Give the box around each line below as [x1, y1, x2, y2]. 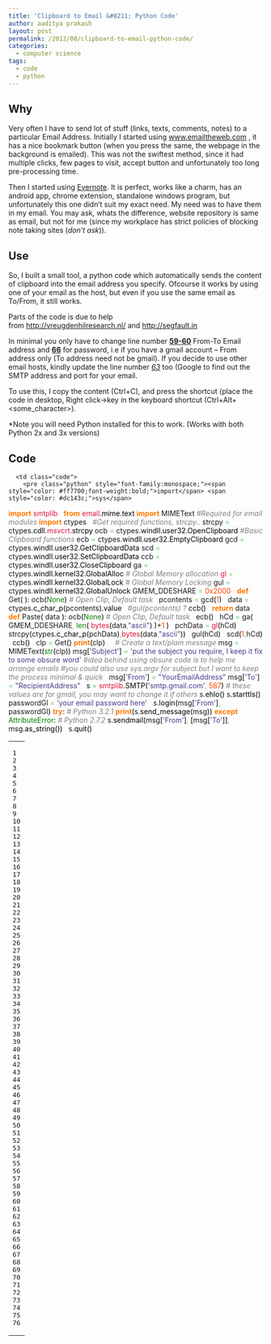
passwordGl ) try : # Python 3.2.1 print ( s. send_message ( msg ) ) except [8, 707, 239, 717]
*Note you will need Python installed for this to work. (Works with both [8, 419, 244, 430]
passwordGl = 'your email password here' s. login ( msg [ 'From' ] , [8, 698, 221, 708]
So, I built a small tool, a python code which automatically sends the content [8, 271, 262, 280]
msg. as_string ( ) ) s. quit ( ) [8, 724, 93, 734]
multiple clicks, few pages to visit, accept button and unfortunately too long [8, 158, 260, 168]
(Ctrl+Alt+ [203, 395, 237, 405]
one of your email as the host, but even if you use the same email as [8, 288, 236, 297]
